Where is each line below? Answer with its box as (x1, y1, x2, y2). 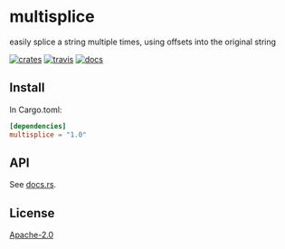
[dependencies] (9, 121, 67, 130)
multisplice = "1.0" (9, 129, 88, 139)
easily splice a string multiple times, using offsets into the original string (9, 36, 277, 47)
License (9, 206, 55, 221)
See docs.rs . (9, 179, 57, 190)
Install (9, 80, 45, 96)
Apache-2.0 (9, 229, 54, 241)
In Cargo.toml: (9, 104, 62, 115)
